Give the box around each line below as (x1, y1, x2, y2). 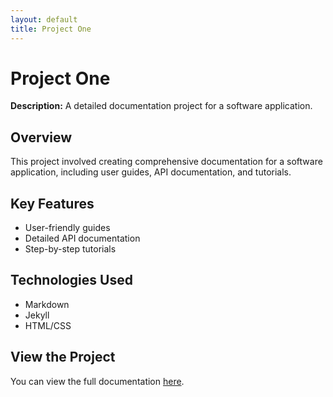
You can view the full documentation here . (10, 375, 185, 387)
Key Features (10, 195, 95, 212)
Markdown (24, 298, 70, 310)
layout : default (10, 14, 78, 25)
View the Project (10, 349, 116, 366)
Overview (10, 129, 73, 146)
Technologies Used (10, 272, 133, 289)
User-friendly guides (24, 222, 111, 234)
